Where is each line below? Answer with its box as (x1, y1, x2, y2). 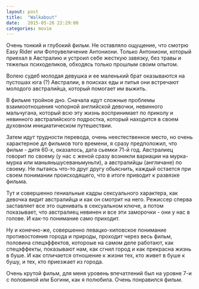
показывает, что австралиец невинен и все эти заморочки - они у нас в (6, 208, 190, 216)
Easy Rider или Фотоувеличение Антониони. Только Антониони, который (6, 48, 192, 56)
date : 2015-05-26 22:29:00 (6, 20, 79, 26)
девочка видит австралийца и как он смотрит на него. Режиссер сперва (6, 196, 192, 203)
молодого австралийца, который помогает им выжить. (6, 85, 147, 93)
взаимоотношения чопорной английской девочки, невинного (6, 103, 163, 110)
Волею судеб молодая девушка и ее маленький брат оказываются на (6, 72, 185, 79)
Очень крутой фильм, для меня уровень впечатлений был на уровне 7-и (6, 270, 192, 277)
